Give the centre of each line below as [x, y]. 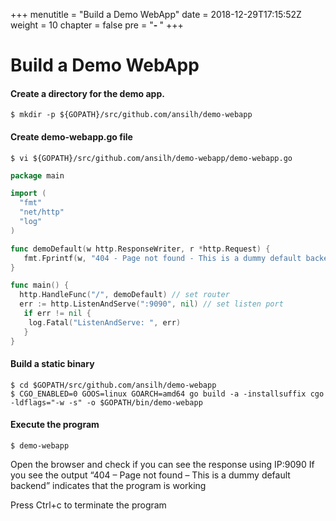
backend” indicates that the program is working [108, 485]
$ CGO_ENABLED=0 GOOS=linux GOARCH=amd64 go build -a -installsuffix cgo [167, 394]
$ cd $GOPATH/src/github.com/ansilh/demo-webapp [113, 385]
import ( [28, 194]
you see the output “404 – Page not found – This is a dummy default [150, 475]
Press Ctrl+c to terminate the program [88, 505]
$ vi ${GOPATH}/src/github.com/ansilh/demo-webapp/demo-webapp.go [151, 158]
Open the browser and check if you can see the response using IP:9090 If [162, 464]
